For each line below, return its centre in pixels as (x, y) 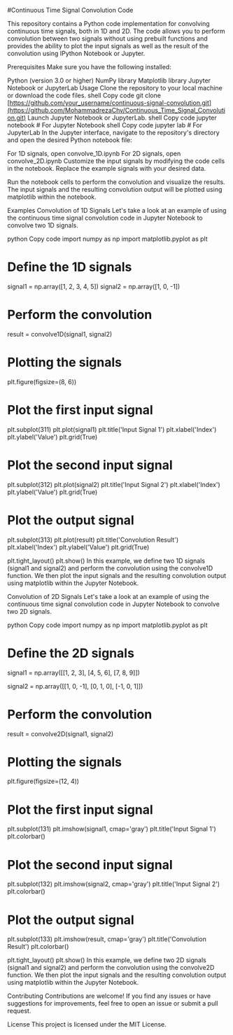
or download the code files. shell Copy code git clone (84, 95)
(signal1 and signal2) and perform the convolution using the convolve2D (111, 968)
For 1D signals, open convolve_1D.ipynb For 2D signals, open (94, 154)
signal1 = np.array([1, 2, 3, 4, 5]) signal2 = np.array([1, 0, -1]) (94, 286)
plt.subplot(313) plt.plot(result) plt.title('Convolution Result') (93, 540)
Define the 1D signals (70, 267)
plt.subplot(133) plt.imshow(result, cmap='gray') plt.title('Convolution (107, 939)
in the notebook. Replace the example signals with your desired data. (107, 168)
